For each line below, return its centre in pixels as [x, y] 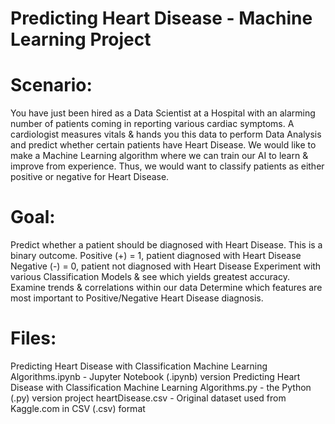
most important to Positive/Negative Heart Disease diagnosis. [137, 298]
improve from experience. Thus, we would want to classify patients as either [167, 166]
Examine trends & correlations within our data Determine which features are [166, 288]
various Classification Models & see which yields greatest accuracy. [150, 277]
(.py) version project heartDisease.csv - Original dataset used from [148, 398]
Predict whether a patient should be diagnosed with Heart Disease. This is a [166, 245]
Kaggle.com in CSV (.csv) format [78, 408]
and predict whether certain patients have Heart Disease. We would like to [163, 145]
